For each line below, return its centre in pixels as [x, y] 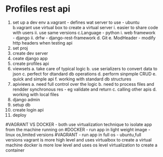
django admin [26, 99]
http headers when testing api [42, 43]
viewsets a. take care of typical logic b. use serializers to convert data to [85, 68]
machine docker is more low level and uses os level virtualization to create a [81, 145]
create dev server [30, 53]
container [15, 150]
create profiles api [31, 63]
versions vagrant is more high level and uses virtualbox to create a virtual [79, 140]
